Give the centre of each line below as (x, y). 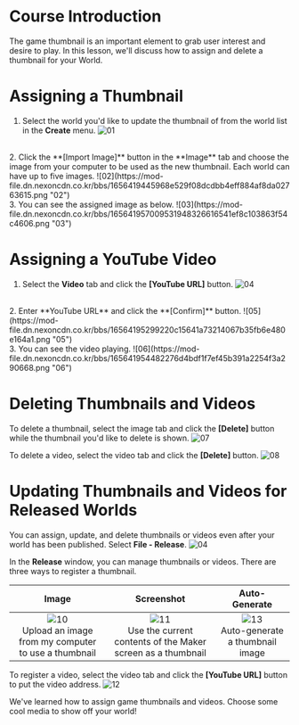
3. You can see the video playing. (70, 349)
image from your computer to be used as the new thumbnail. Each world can (149, 166)
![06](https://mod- (166, 349)
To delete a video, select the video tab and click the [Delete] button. (134, 455)
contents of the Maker (161, 641)
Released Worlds (73, 510)
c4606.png (30, 223)
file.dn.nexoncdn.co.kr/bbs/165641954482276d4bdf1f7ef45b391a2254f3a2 (148, 358)
